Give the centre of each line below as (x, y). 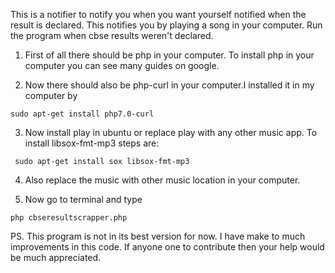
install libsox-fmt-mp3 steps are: (92, 143)
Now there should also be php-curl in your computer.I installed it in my (169, 85)
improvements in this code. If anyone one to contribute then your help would (167, 247)
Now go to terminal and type (83, 199)
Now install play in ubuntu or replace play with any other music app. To (171, 132)
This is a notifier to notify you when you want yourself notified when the (158, 14)
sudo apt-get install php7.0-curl (82, 114)
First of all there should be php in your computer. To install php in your (169, 55)
